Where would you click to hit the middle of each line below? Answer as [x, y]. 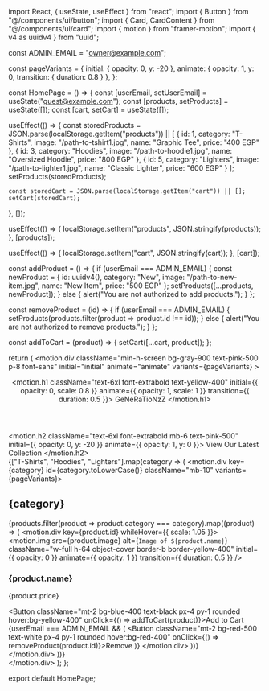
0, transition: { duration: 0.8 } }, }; [63, 77]
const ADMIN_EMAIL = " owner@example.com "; [88, 53]
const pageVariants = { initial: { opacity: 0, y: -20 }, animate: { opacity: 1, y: [131, 68]
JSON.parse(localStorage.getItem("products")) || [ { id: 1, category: [119, 134]
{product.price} [34, 596]
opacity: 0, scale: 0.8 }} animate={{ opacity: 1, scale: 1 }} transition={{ [135, 391]
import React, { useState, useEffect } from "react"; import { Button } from [128, 12]
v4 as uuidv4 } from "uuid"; [53, 37]
